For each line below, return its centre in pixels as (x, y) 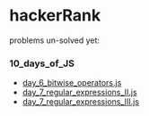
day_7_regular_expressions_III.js (81, 102)
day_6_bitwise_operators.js (72, 83)
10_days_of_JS (42, 63)
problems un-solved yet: (55, 40)
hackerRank (55, 16)
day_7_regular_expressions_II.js (79, 92)
